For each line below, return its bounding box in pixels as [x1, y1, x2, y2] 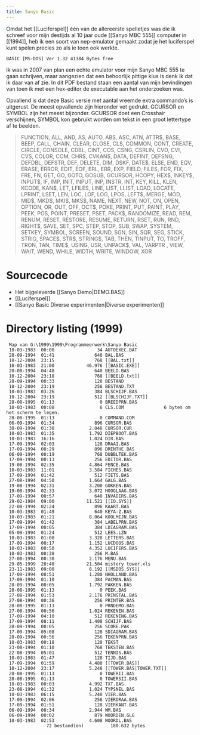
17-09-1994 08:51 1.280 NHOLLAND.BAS [8, 571, 137, 577]
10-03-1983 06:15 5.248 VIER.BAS [8, 691, 127, 697]
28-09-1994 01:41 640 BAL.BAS [8, 352, 124, 358]
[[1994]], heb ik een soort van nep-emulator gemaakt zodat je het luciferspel [6, 38, 195, 45]
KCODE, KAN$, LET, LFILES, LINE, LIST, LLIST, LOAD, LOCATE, [20, 184, 176, 192]
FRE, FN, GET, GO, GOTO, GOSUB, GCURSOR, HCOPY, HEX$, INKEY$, [20, 171, 195, 179]
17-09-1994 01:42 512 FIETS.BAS [8, 472, 130, 478]
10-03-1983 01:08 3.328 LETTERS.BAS [8, 535, 135, 541]
